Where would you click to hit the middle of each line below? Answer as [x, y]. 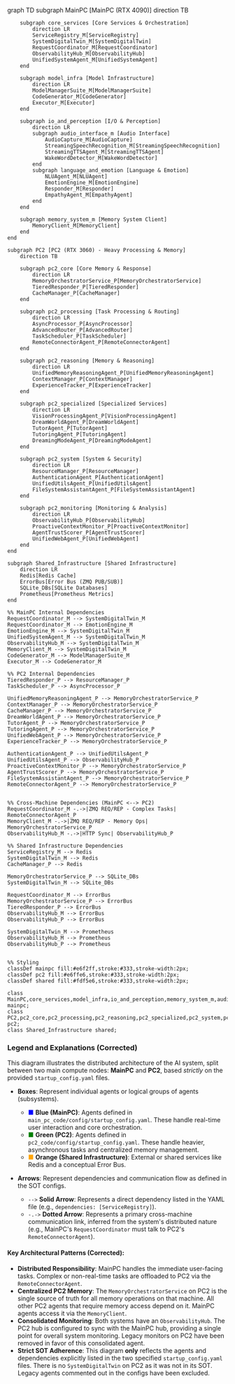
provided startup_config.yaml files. [58, 1078]
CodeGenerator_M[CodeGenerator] [80, 97]
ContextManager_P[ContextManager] [83, 379]
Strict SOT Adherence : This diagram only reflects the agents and [112, 1350]
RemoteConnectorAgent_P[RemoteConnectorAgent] [101, 342]
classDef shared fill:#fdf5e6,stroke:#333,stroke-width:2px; [98, 981]
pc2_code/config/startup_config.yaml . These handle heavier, [116, 1143]
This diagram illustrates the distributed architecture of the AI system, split [113, 1063]
